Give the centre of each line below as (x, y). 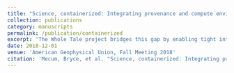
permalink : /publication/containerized (65, 33)
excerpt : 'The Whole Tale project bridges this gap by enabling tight (112, 40)
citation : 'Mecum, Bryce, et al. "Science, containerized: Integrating (113, 59)
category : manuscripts (40, 26)
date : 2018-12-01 (32, 46)
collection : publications (45, 20)
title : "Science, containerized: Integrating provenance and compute (110, 14)
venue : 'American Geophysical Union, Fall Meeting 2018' (92, 53)
